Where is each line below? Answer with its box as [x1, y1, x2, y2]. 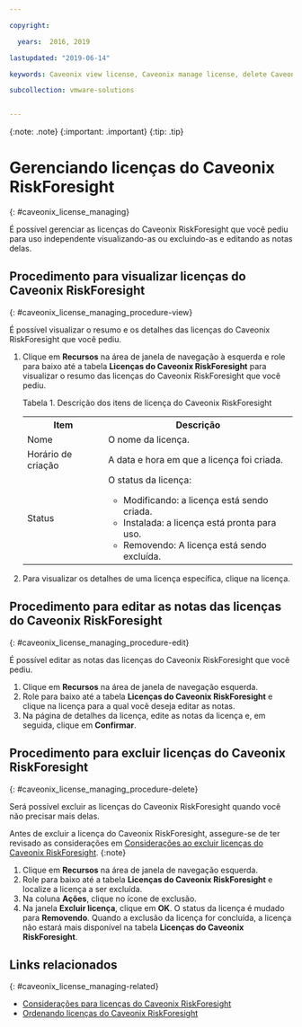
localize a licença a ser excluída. [22, 883, 143, 894]
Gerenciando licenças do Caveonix [9, 158, 276, 178]
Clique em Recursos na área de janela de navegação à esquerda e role [22, 351, 286, 362]
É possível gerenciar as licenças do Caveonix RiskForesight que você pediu [9, 224, 289, 235]
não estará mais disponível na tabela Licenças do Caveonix [22, 922, 244, 933]
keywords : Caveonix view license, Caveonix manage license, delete [9, 69, 268, 79]
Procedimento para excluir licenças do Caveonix [9, 746, 286, 761]
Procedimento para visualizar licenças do [9, 269, 246, 284]
